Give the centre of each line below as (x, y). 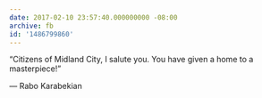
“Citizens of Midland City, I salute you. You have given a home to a (131, 60)
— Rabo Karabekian (46, 86)
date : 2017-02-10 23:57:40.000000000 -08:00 (93, 17)
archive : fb (31, 26)
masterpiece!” (35, 69)
